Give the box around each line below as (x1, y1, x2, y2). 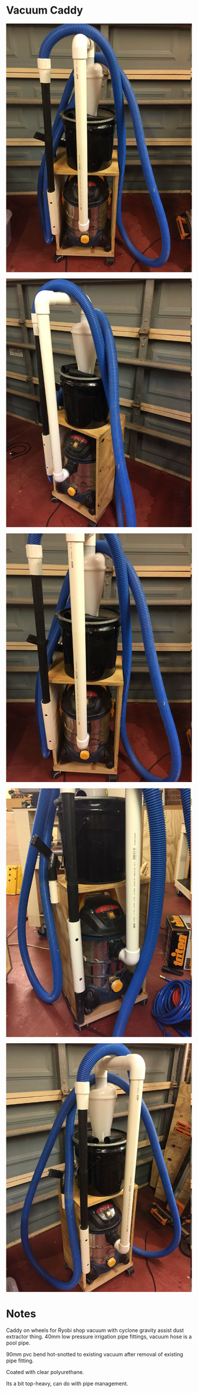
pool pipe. (6, 1339, 31, 1346)
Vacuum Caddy (6, 4, 84, 17)
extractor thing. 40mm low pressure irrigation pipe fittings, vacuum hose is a (6, 1333, 192, 1340)
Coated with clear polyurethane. (6, 1368, 84, 1375)
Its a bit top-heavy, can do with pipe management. (6, 1380, 128, 1387)
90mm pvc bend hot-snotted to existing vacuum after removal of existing (6, 1350, 184, 1357)
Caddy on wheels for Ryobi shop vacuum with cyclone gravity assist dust (6, 1327, 184, 1334)
